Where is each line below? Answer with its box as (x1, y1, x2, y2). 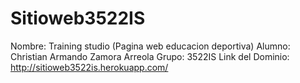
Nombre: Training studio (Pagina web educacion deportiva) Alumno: (10, 40, 291, 52)
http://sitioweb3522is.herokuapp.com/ (10, 61, 169, 73)
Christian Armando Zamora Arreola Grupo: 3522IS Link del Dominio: (10, 50, 290, 62)
